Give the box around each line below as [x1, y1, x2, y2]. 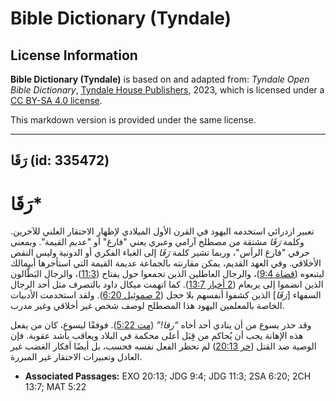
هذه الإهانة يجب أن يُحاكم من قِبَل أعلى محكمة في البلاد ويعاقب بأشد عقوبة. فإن [10, 330, 304, 342]
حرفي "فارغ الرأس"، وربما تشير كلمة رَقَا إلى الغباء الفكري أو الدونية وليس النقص [10, 247, 310, 259]
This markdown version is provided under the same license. [10, 114, 257, 126]
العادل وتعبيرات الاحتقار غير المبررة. [10, 351, 143, 363]
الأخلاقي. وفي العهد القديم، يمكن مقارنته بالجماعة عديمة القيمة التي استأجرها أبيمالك [10, 257, 322, 269]
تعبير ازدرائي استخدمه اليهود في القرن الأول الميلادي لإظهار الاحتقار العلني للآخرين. [10, 225, 315, 237]
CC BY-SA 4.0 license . [10, 95, 103, 106]
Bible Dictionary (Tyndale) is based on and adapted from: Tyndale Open [10, 73, 310, 85]
